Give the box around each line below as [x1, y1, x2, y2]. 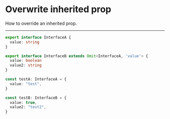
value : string [10, 39, 39, 45]
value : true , [10, 100, 37, 105]
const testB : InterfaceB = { [5, 95, 67, 100]
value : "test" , [10, 81, 42, 87]
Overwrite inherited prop [5, 4, 111, 15]
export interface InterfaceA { [5, 34, 71, 40]
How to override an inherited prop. [5, 20, 77, 26]
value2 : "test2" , [10, 105, 47, 110]
